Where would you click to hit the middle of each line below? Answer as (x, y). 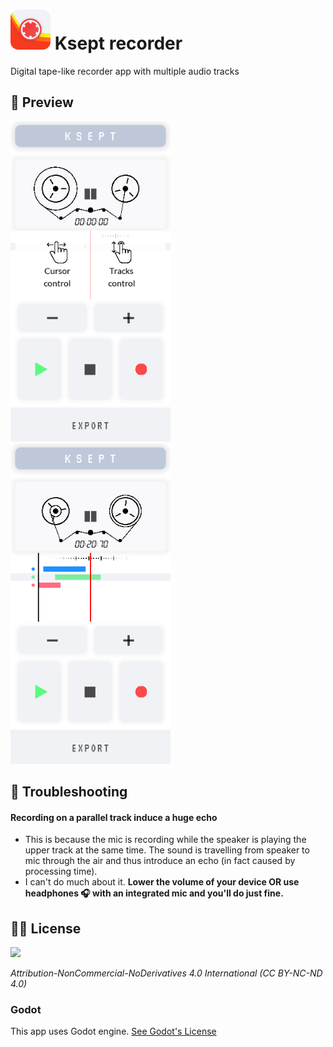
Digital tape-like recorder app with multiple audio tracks (125, 71)
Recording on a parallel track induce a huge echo (114, 817)
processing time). (61, 871)
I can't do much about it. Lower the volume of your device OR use (162, 882)
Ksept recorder (118, 43)
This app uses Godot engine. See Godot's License (113, 1031)
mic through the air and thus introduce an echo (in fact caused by (160, 861)
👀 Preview (42, 102)
